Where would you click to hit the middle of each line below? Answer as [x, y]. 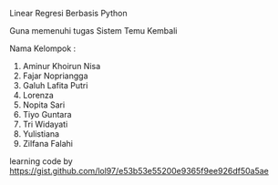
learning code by [41, 161]
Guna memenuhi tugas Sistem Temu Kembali [93, 31]
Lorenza [38, 95]
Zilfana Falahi [47, 144]
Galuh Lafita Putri [55, 85]
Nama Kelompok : [43, 48]
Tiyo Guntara [47, 114]
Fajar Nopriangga [55, 76]
